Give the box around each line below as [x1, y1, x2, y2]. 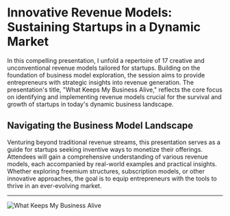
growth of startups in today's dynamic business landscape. [7, 100, 174, 108]
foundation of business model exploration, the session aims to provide [7, 70, 205, 79]
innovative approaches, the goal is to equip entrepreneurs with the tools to [7, 174, 217, 183]
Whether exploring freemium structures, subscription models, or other [7, 167, 205, 175]
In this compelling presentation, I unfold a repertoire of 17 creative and [7, 56, 205, 64]
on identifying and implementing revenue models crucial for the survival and [7, 92, 222, 100]
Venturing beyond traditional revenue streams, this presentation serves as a [7, 138, 221, 146]
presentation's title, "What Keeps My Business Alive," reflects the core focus [7, 85, 222, 94]
